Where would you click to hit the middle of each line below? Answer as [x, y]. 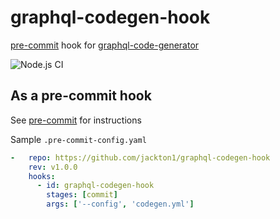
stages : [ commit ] [82, 195]
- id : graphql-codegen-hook [95, 186]
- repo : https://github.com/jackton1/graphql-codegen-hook [140, 157]
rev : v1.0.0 [53, 167]
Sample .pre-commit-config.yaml [78, 139]
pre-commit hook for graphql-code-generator [105, 45]
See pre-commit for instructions [76, 120]
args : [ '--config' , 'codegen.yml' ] [120, 204]
